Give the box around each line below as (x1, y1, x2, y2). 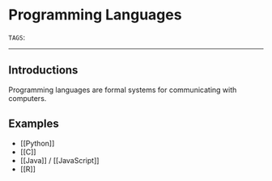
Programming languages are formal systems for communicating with (8, 85, 237, 95)
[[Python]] (19, 138, 55, 148)
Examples (8, 117, 59, 131)
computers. (8, 93, 47, 103)
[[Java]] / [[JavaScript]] (19, 155, 100, 165)
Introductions (8, 63, 79, 78)
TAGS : (8, 32, 26, 42)
